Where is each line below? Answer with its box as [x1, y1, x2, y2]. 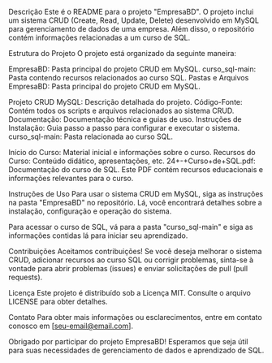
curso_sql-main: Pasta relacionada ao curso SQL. [8, 132, 173, 141]
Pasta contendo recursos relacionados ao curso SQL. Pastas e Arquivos [8, 73, 249, 82]
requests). [8, 272, 43, 282]
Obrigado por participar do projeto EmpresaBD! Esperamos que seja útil [8, 337, 248, 346]
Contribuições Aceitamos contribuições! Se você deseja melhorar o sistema [8, 247, 262, 256]
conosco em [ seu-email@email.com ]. [8, 321, 134, 331]
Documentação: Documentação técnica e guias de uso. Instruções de [8, 115, 242, 124]
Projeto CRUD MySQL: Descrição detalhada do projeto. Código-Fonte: [8, 97, 243, 106]
